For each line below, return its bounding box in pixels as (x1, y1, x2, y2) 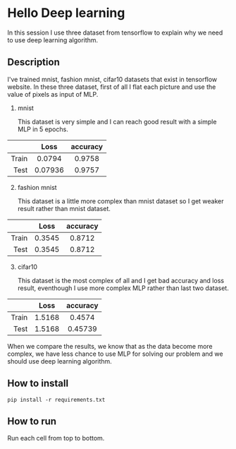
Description (7, 56, 60, 68)
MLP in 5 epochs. (17, 125, 68, 133)
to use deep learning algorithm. (7, 35, 99, 44)
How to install (7, 378, 69, 390)
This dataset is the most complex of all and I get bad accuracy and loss (17, 276, 224, 285)
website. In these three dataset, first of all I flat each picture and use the (7, 83, 216, 91)
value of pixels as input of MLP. (7, 90, 99, 98)
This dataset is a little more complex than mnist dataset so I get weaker (17, 196, 224, 205)
